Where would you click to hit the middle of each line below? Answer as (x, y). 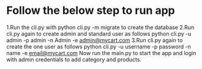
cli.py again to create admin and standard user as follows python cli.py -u (99, 33)
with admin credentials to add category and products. (74, 59)
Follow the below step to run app (91, 11)
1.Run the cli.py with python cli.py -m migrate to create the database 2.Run (100, 27)
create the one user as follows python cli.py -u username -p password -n (99, 47)
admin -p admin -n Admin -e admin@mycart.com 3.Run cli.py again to (95, 40)
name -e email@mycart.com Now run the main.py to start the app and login (101, 53)
